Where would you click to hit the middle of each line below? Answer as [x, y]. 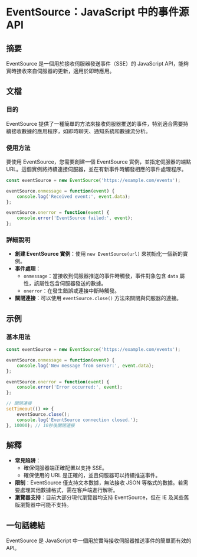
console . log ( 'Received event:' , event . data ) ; [74, 196]
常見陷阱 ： [28, 461]
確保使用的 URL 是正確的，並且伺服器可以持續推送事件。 [92, 475]
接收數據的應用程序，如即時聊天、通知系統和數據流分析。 [81, 131]
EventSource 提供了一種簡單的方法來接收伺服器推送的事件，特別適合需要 [95, 123]
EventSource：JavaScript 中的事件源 [98, 12]
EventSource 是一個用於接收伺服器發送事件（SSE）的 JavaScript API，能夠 [97, 63]
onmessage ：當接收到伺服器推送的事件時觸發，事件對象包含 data [101, 276]
